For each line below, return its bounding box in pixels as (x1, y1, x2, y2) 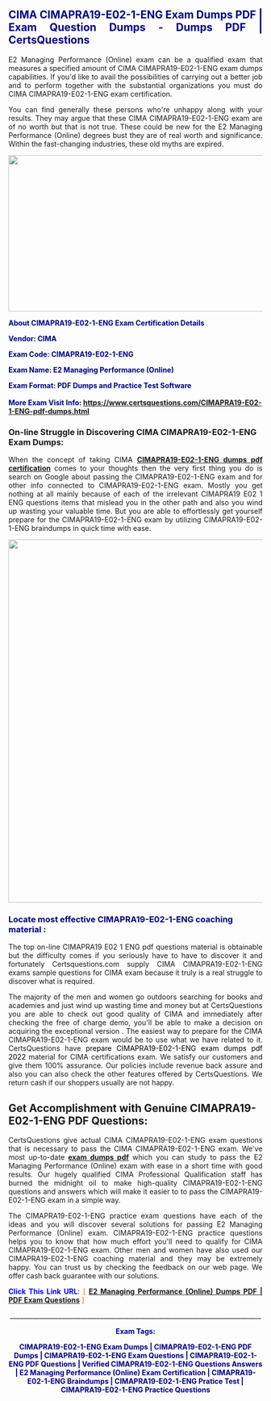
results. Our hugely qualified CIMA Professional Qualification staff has (8, 1169, 263, 1179)
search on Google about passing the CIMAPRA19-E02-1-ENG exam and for (8, 472, 263, 482)
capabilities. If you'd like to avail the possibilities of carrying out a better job (8, 72, 263, 82)
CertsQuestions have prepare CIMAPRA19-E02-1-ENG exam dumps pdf (8, 1043, 264, 1053)
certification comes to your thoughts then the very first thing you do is (8, 463, 263, 473)
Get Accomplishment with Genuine (8, 1101, 188, 1115)
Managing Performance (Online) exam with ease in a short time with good (8, 1161, 263, 1171)
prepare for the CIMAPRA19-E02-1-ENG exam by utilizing (8, 515, 202, 525)
